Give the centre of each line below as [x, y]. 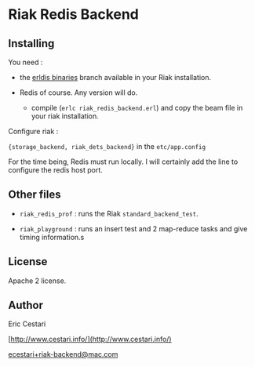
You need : [25, 62]
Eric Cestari [27, 324]
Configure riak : [33, 131]
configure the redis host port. [56, 170]
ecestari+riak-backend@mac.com [63, 354]
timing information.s [52, 237]
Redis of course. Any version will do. [78, 93]
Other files [35, 195]
